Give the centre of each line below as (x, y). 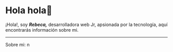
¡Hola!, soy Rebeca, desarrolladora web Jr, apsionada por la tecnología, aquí (86, 24)
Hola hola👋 (29, 10)
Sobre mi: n (18, 44)
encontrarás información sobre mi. (42, 30)
